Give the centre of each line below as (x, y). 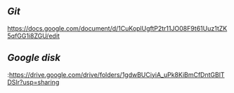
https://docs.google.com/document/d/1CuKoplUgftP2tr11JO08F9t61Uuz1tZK (117, 28)
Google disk (34, 58)
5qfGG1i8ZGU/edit (33, 36)
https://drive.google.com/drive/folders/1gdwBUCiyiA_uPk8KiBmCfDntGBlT (117, 74)
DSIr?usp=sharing (33, 82)
